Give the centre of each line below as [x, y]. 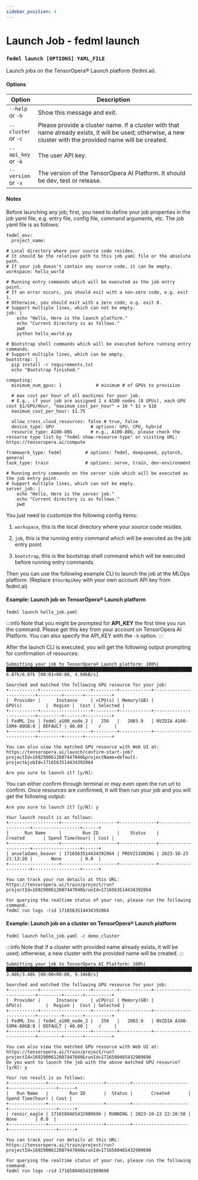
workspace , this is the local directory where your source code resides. [98, 526]
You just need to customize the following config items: [72, 515]
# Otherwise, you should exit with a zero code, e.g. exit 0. [84, 303]
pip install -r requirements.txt [52, 365]
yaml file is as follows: [33, 225]
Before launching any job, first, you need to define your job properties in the [98, 212]
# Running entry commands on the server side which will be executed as [97, 473]
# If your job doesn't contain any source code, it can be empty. [89, 266]
